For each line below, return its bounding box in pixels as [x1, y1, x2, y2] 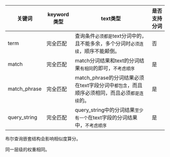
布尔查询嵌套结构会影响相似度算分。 [5, 136, 81, 141]
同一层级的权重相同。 [5, 146, 50, 152]
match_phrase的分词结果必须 [75, 74, 144, 81]
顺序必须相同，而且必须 [75, 90, 131, 96]
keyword [47, 11, 69, 18]
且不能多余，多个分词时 [75, 40, 131, 47]
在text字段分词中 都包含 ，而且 [75, 82, 143, 89]
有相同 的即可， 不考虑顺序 [80, 65, 135, 71]
